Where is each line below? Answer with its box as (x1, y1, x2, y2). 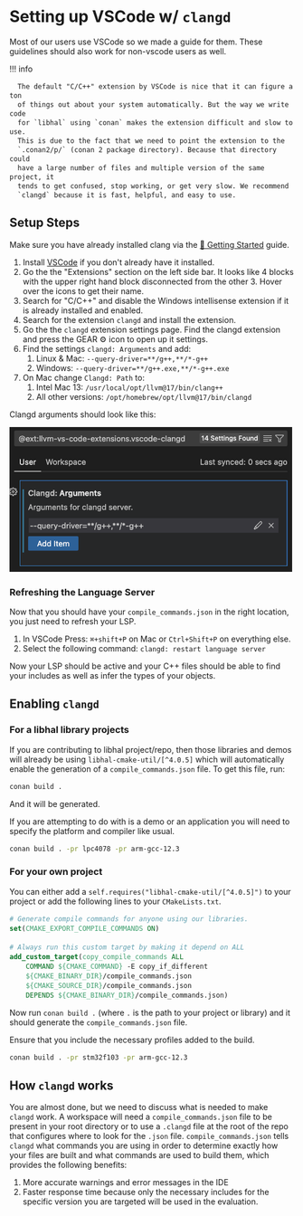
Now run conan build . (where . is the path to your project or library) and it (9, 1007, 291, 1018)
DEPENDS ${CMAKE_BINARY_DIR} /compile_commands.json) (25, 991, 229, 1000)
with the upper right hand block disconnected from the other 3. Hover (22, 276, 283, 287)
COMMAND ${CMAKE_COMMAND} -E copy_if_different (25, 962, 208, 972)
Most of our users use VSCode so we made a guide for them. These (9, 36, 263, 47)
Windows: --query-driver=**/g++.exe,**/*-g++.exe (35, 362, 230, 373)
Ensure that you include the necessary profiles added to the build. (9, 1034, 255, 1045)
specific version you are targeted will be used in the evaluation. (22, 1196, 259, 1207)
